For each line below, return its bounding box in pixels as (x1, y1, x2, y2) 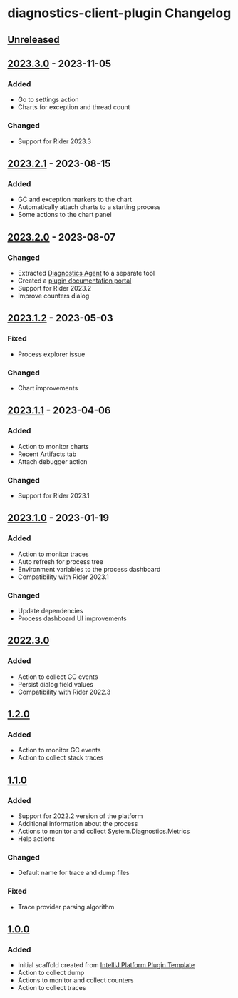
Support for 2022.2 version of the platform (17, 812, 143, 820)
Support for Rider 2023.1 (17, 491, 90, 500)
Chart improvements (17, 383, 78, 392)
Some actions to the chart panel (17, 211, 112, 219)
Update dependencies (17, 606, 83, 615)
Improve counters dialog (17, 291, 90, 300)
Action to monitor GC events (17, 746, 101, 755)
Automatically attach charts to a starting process (17, 203, 161, 211)
